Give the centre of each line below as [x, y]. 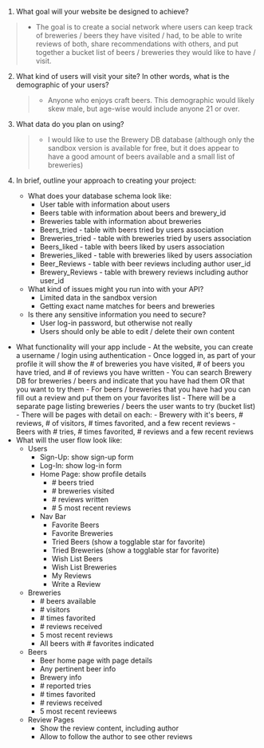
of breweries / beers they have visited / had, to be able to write [139, 35]
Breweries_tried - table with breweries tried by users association [145, 238]
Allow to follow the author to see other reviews [116, 736]
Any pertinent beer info [78, 669]
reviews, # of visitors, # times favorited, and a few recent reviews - [126, 423]
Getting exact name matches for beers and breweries [127, 306]
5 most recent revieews [78, 711]
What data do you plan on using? [70, 124]
